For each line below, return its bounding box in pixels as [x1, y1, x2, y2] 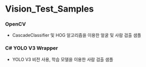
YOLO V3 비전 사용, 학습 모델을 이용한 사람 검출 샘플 [12, 56, 114, 62]
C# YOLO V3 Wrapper [5, 45, 58, 51]
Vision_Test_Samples [5, 3, 94, 15]
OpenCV [5, 21, 26, 28]
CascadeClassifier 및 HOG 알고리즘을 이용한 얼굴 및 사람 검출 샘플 [12, 33, 142, 38]
